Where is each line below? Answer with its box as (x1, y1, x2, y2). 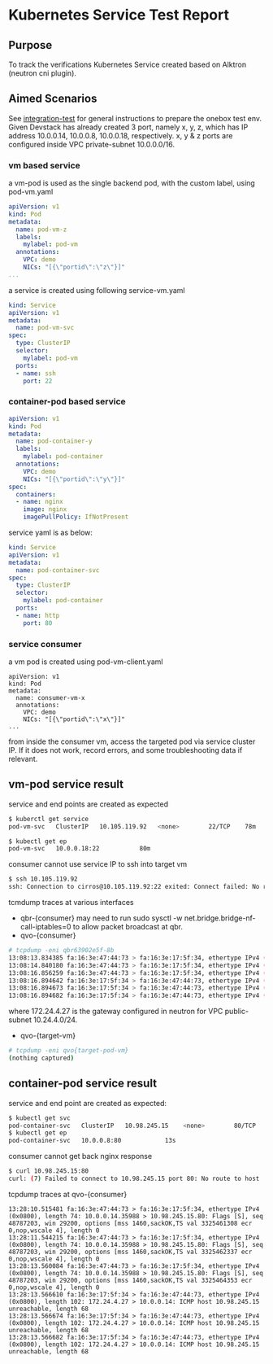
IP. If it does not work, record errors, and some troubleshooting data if (8, 745, 243, 754)
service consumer (8, 638, 82, 649)
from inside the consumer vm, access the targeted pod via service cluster (8, 737, 256, 746)
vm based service (8, 160, 81, 171)
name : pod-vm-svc (15, 324, 75, 332)
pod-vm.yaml (8, 187, 54, 197)
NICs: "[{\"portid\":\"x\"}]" (23, 715, 126, 724)
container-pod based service (8, 396, 126, 408)
